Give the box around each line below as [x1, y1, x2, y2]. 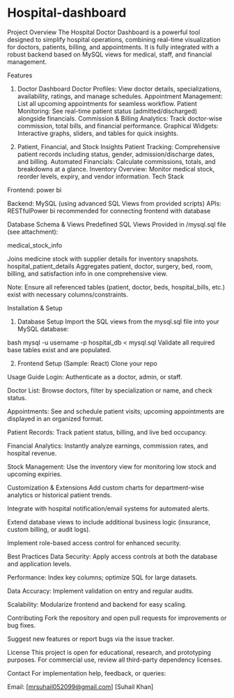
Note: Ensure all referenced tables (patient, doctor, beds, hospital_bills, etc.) [7, 282, 225, 291]
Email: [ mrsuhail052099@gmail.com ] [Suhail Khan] [7, 682, 154, 691]
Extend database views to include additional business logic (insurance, [7, 517, 211, 526]
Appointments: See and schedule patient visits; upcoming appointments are [7, 407, 225, 416]
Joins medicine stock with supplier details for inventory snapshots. [7, 255, 199, 263]
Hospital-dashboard [7, 5, 127, 21]
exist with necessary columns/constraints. [7, 290, 129, 298]
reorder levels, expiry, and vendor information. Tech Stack [17, 172, 185, 181]
